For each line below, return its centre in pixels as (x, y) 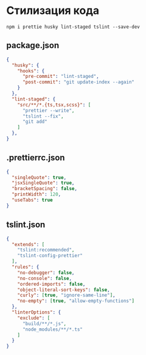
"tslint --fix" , (43, 116)
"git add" (35, 122)
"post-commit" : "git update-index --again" (78, 82)
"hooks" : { (31, 71)
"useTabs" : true (32, 200)
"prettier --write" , (48, 110)
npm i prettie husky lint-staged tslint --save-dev (73, 27)
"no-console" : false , (44, 278)
